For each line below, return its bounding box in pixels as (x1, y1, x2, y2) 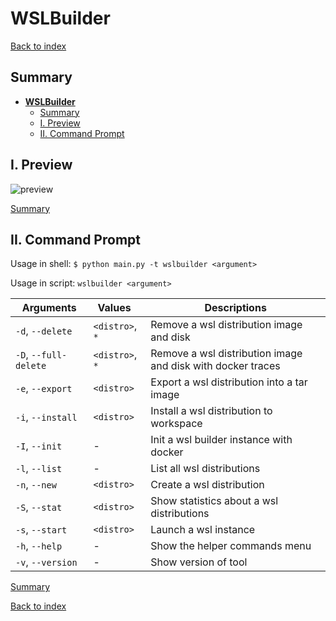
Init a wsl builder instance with (150, 433, 293, 447)
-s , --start (15, 523, 68, 537)
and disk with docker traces (150, 359, 281, 373)
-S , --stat (15, 500, 63, 514)
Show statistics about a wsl (150, 494, 279, 508)
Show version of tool (150, 555, 248, 569)
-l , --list (15, 462, 63, 476)
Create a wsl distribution (150, 478, 265, 492)
